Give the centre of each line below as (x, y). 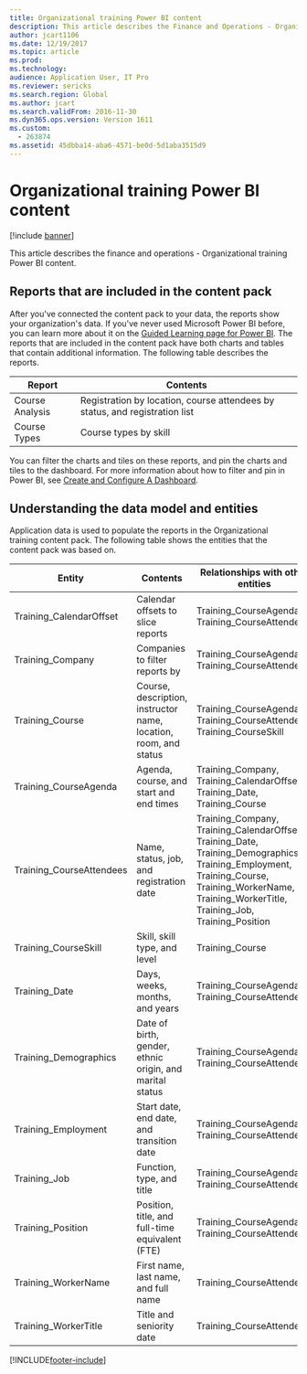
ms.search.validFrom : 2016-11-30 (73, 112)
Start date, (159, 1107)
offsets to (157, 611)
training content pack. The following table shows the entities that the (138, 540)
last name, (159, 1277)
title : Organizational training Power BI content (106, 18)
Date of (153, 1023)
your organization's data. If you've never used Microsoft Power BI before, (148, 323)
